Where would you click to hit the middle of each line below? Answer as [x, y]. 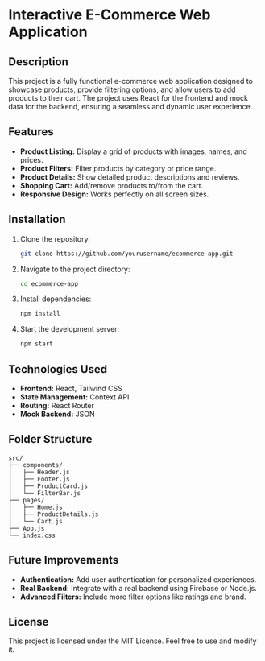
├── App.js [27, 528]
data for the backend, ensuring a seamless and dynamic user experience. [130, 107]
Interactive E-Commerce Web [110, 15]
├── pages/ [27, 500]
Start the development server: [70, 329]
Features [31, 132]
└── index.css [32, 535]
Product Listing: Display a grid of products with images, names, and [133, 151]
